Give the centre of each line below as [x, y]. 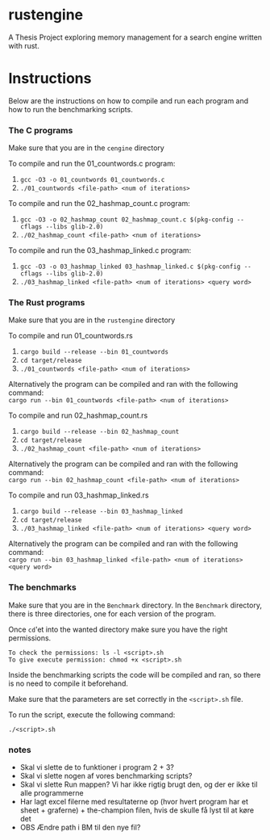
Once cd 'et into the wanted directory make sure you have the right [118, 629]
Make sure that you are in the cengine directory [87, 148]
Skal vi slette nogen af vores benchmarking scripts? [106, 776]
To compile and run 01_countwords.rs [71, 336]
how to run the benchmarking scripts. [71, 109]
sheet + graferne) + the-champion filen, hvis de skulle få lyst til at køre [137, 810]
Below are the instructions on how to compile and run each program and [129, 101]
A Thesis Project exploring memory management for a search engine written [135, 37]
